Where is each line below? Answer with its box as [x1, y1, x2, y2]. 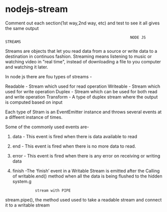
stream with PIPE [34, 188, 71, 193]
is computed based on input [5, 99, 63, 105]
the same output [5, 25, 39, 31]
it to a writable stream [5, 202, 50, 208]
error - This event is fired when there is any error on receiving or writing [12, 153, 161, 159]
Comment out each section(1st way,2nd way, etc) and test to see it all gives [5, 20, 160, 26]
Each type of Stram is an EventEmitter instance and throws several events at [5, 109, 162, 115]
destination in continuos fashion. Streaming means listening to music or [5, 53, 152, 59]
